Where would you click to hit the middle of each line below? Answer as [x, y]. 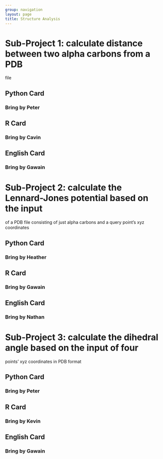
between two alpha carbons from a [78, 53]
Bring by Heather [26, 257]
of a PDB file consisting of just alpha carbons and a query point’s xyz [75, 222]
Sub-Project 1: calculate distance [74, 43]
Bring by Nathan [25, 317]
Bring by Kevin [23, 421]
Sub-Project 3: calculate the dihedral [82, 337]
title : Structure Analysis [33, 19]
